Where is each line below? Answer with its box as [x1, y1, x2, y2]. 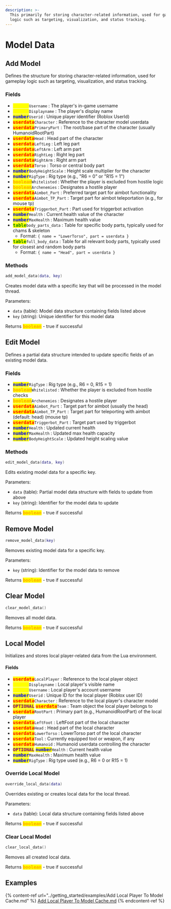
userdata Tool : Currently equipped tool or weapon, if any [12, 735, 135, 741]
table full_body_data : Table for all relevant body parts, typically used [12, 238, 160, 244]
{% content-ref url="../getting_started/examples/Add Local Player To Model [5, 892, 163, 898]
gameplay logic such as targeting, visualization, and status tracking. [5, 78, 148, 84]
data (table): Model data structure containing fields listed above [12, 307, 146, 314]
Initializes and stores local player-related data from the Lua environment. [5, 653, 157, 659]
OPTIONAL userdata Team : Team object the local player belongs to [12, 703, 153, 709]
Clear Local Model [5, 833, 51, 840]
